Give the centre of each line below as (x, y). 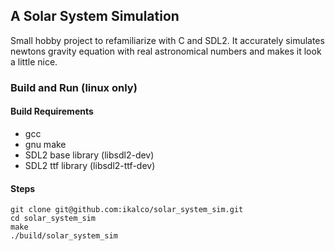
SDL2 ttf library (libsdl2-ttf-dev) (90, 165)
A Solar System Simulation (95, 16)
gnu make (45, 144)
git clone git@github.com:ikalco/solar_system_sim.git (127, 210)
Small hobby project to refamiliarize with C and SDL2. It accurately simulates (167, 40)
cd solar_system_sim (53, 219)
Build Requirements (52, 111)
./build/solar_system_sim (64, 236)
